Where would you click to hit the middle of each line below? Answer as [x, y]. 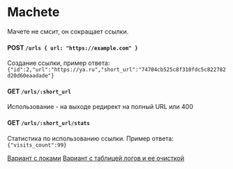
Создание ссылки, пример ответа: [59, 63]
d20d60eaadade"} [31, 76]
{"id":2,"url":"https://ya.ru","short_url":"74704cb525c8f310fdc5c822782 [117, 70]
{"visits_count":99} [37, 145]
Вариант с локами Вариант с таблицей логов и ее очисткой [96, 158]
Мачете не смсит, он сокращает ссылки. [68, 31]
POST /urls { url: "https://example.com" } [73, 47]
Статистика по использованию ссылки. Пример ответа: [91, 138]
